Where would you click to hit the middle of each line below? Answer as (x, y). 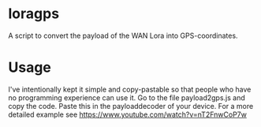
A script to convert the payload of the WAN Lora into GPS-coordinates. (123, 35)
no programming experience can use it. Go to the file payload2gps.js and (127, 97)
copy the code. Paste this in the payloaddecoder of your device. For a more (131, 106)
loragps (34, 14)
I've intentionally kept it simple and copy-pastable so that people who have (130, 89)
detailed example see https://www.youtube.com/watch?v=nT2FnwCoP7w (127, 114)
